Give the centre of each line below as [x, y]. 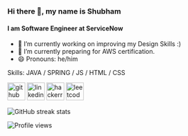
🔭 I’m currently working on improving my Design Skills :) [99, 44]
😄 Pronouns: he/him [48, 59]
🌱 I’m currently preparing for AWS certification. [86, 52]
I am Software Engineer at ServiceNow [65, 28]
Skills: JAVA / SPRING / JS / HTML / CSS [66, 73]
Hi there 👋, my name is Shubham [65, 11]
